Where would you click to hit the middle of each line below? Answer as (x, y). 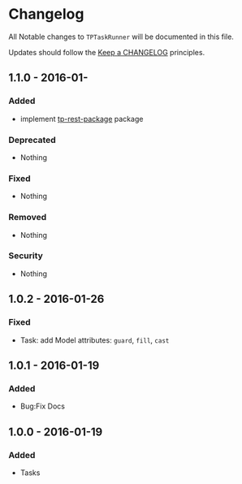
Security (26, 256)
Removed (28, 218)
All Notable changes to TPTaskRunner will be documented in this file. (121, 37)
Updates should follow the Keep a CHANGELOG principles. (107, 52)
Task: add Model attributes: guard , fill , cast (95, 340)
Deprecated (32, 140)
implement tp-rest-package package (82, 119)
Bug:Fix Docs (42, 406)
